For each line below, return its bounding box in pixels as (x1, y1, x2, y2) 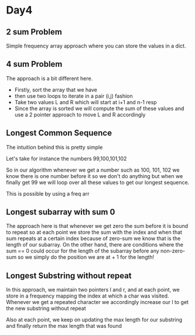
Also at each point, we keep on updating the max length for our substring (6, 316, 183, 323)
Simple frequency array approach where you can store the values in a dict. (6, 42, 186, 49)
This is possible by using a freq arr (6, 190, 90, 197)
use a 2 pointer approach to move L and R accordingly (14, 111, 146, 118)
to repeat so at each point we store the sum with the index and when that (6, 229, 183, 236)
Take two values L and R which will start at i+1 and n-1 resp (14, 98, 157, 105)
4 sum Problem (6, 59, 63, 69)
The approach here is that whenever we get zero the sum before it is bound (6, 223, 189, 230)
